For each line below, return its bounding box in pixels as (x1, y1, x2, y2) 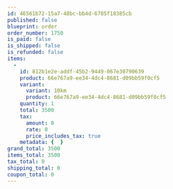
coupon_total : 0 (7, 171, 54, 178)
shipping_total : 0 (7, 164, 60, 172)
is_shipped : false (7, 42, 60, 49)
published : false (7, 17, 58, 24)
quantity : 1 (19, 100, 54, 107)
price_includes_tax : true (25, 132, 101, 139)
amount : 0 (25, 119, 54, 127)
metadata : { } (19, 139, 64, 146)
